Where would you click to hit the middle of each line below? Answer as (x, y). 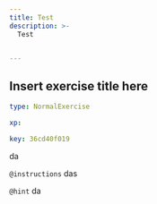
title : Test (31, 17)
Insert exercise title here (78, 86)
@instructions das (44, 173)
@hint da (26, 191)
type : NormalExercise (50, 107)
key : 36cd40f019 (39, 139)
